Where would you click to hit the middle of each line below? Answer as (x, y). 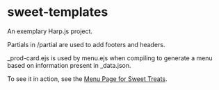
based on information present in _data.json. (69, 65)
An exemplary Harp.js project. (50, 31)
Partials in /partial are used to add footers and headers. (86, 44)
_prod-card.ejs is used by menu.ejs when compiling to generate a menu (110, 58)
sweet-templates (58, 12)
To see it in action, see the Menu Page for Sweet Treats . (88, 79)
